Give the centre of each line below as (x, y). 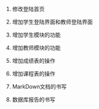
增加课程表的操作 (34, 74)
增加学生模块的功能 (36, 35)
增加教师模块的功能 (36, 48)
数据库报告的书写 (34, 100)
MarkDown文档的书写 (39, 86)
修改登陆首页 (28, 9)
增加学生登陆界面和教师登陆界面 (52, 22)
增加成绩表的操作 (34, 61)
